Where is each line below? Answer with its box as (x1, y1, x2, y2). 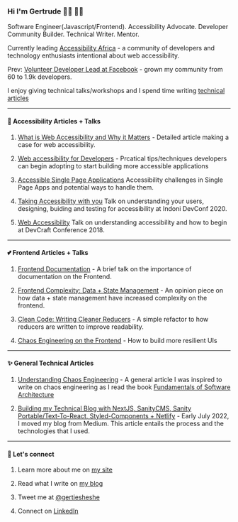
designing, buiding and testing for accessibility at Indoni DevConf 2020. (17, 204, 228, 212)
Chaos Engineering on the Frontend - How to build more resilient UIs (17, 336, 217, 344)
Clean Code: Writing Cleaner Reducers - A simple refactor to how (17, 315, 209, 323)
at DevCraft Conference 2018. (17, 225, 105, 234)
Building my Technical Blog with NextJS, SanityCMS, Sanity (17, 404, 192, 413)
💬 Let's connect (7, 450, 55, 458)
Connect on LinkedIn (17, 507, 79, 516)
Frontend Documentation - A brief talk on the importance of (17, 264, 192, 273)
